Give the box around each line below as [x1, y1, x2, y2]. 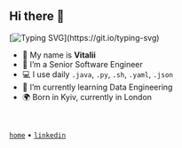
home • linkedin [9, 129, 67, 140]
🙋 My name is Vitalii [21, 50, 96, 60]
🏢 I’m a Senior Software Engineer [21, 58, 144, 69]
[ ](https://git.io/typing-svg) [9, 32, 160, 43]
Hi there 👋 [9, 9, 65, 24]
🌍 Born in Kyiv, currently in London [21, 91, 153, 102]
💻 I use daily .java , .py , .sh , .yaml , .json [21, 68, 173, 80]
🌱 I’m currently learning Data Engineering [21, 82, 173, 92]
